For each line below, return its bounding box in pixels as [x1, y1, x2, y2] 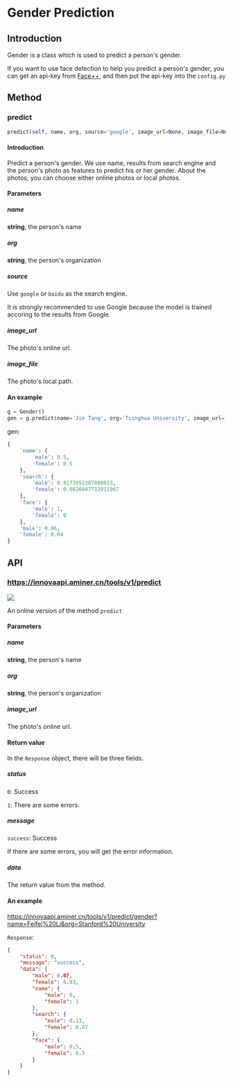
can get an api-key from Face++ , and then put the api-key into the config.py [7, 71, 226, 80]
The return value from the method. [7, 881, 106, 889]
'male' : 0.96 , [19, 525, 60, 532]
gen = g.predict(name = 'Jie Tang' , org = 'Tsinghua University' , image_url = [7, 415, 225, 422]
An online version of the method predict [7, 606, 123, 615]
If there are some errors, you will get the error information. [7, 847, 174, 856]
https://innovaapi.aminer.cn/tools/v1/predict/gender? [7, 912, 157, 920]
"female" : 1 [44, 998, 79, 1005]
